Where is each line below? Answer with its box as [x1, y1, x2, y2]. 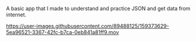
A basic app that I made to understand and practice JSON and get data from [6, 5, 191, 12]
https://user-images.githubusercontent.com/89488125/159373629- [6, 23, 169, 29]
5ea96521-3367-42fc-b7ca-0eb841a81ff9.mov [6, 29, 119, 36]
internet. [6, 11, 26, 18]
